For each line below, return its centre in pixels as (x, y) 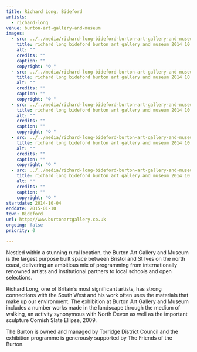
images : (16, 34)
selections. (19, 277)
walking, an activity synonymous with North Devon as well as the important (97, 314)
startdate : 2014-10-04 (34, 203)
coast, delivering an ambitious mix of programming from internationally (92, 265)
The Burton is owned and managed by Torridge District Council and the (92, 331)
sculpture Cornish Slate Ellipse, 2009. (52, 320)
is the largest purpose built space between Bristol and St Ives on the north (96, 258)
